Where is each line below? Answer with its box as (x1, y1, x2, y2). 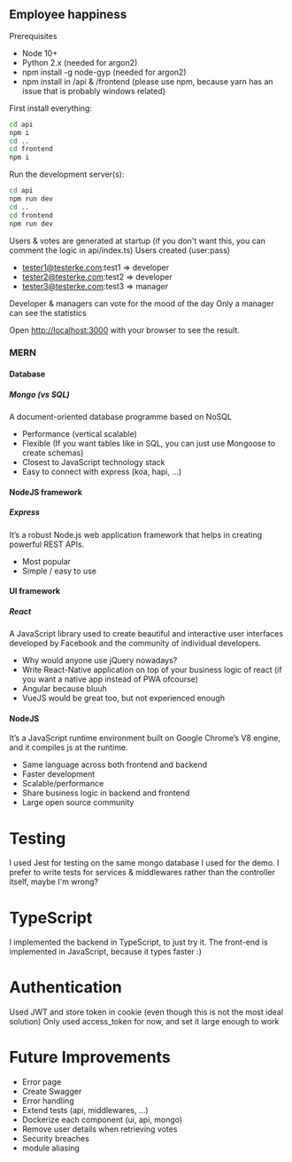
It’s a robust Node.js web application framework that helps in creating (9, 529, 263, 540)
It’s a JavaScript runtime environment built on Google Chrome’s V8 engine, (9, 732, 281, 744)
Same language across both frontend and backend (21, 759, 208, 771)
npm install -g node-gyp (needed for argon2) (21, 67, 188, 77)
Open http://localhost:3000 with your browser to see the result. (9, 324, 241, 336)
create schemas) (21, 447, 84, 458)
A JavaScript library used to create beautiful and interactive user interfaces (9, 628, 284, 639)
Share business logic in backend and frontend (21, 787, 190, 798)
